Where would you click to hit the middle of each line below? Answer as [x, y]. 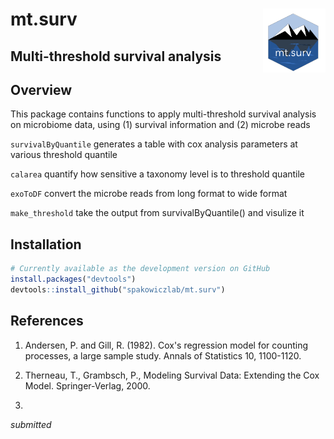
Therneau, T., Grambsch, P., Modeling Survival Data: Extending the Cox [172, 375]
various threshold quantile [64, 155]
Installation [46, 244]
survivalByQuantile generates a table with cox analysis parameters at [154, 144]
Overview [41, 89]
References [47, 321]
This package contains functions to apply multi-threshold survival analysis [163, 114]
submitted [31, 424]
